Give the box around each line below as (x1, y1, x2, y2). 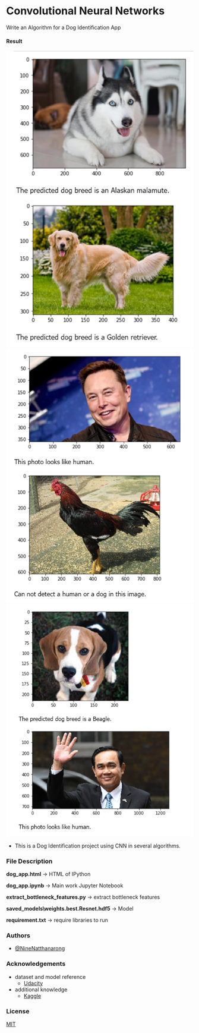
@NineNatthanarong (14, 945, 65, 952)
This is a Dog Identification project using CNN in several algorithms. (14, 842, 181, 849)
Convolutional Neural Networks (6, 4, 165, 18)
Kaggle (23, 992, 42, 999)
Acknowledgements (6, 960, 66, 968)
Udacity (23, 980, 43, 987)
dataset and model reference (14, 973, 86, 980)
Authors (6, 931, 31, 940)
